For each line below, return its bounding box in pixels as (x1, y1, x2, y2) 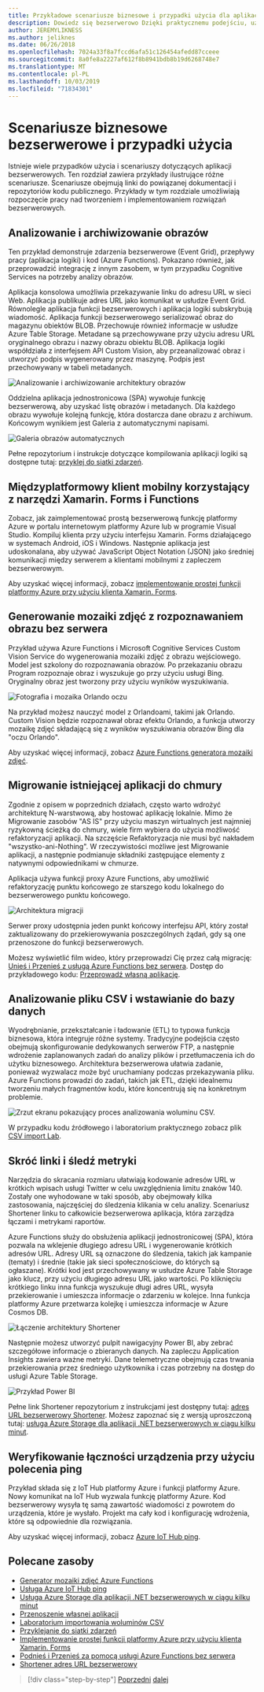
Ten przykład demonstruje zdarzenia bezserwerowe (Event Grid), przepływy (8, 247, 255, 257)
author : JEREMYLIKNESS (8, 26, 82, 34)
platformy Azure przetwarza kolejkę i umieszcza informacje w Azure (8, 1299, 229, 1308)
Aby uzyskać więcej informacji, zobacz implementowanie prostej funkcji (8, 578, 241, 588)
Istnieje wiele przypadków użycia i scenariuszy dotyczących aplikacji (8, 161, 232, 171)
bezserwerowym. (8, 563, 64, 573)
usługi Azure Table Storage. (8, 1371, 98, 1381)
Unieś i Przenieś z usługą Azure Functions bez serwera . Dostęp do (8, 961, 224, 970)
